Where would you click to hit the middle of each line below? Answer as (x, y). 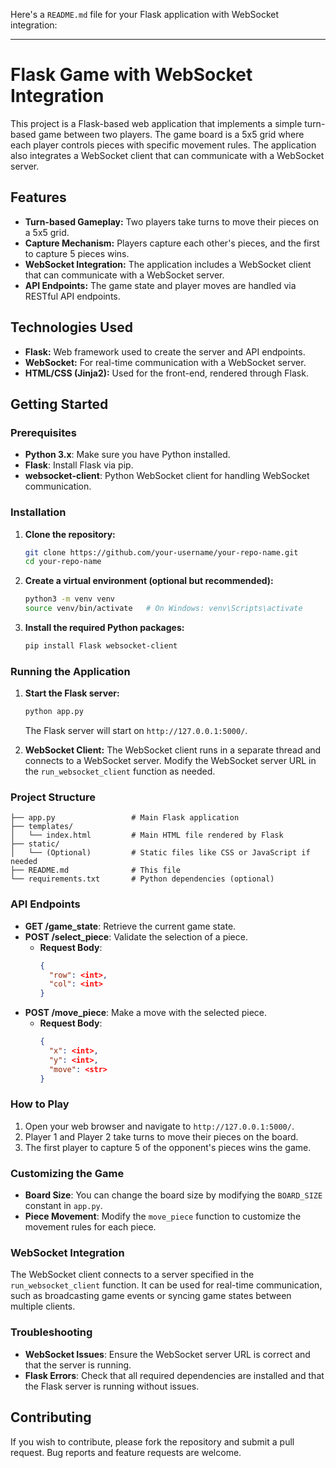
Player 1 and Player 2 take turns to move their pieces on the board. (161, 1136)
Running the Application (70, 671)
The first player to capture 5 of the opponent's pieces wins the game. (168, 1147)
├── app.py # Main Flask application (125, 818)
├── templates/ (42, 827)
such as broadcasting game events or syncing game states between (151, 1296)
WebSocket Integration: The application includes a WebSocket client (168, 264)
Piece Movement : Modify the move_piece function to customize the (163, 1216)
